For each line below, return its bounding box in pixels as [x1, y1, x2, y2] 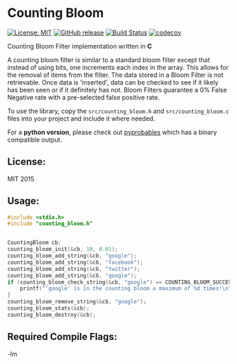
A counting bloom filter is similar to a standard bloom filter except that [7, 55, 210, 64]
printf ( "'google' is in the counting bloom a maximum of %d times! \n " [20, 285, 232, 292]
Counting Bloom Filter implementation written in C [7, 42, 152, 50]
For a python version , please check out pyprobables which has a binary [7, 128, 217, 136]
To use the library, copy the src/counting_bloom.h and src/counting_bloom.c [7, 107, 229, 115]
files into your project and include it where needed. [7, 114, 155, 123]
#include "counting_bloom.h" [7, 220, 93, 227]
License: [7, 156, 46, 168]
